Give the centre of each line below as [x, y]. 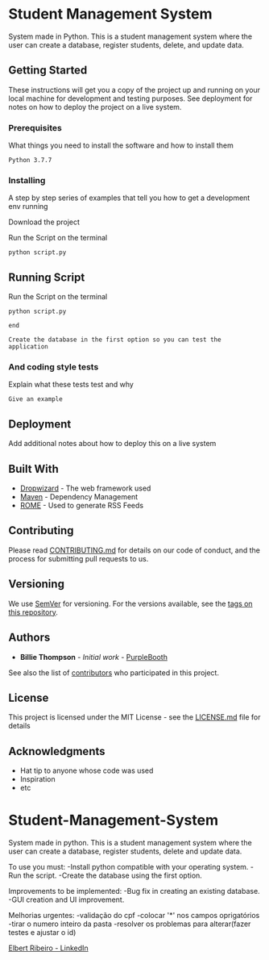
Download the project [44, 222]
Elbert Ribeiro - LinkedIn [48, 948]
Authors [29, 638]
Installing [27, 180]
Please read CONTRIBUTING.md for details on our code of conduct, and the [134, 550]
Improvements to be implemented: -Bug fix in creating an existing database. [134, 891]
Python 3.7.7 [30, 161]
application [28, 347]
